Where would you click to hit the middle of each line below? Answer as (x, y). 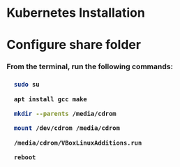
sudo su (27, 85)
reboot (25, 158)
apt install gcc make (51, 99)
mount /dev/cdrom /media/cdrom (67, 128)
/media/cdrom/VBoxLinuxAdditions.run (78, 143)
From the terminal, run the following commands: (90, 66)
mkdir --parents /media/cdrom (65, 114)
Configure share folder (74, 45)
